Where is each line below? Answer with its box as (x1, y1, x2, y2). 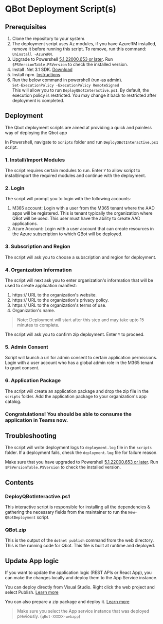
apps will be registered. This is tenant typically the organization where (12, 210, 153, 216)
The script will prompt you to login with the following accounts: (5, 196, 131, 202)
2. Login (5, 185, 25, 191)
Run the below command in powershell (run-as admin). (12, 77, 123, 83)
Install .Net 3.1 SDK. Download (12, 67, 73, 72)
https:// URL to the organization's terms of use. (12, 302, 107, 308)
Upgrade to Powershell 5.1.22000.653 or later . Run (12, 56, 113, 62)
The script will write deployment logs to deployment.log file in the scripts (5, 445, 152, 451)
